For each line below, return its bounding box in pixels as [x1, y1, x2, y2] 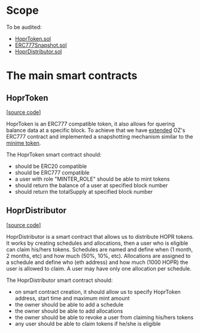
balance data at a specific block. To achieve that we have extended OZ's [6, 127, 186, 134]
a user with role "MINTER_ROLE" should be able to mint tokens [14, 175, 170, 182]
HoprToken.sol [14, 35, 51, 42]
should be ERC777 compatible [14, 169, 90, 176]
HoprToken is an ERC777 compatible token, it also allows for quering [6, 120, 175, 127]
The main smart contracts [6, 69, 138, 83]
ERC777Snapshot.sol [14, 41, 67, 49]
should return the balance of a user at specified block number [14, 181, 168, 189]
